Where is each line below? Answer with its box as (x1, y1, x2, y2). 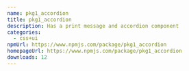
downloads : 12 (7, 54, 48, 61)
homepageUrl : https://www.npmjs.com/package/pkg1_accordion (7, 48, 183, 55)
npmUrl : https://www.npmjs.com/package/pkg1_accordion (7, 41, 167, 48)
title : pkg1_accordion (7, 16, 72, 23)
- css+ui (13, 35, 38, 42)
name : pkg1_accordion (7, 9, 69, 17)
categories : (7, 28, 41, 36)
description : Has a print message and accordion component (7, 22, 179, 29)
